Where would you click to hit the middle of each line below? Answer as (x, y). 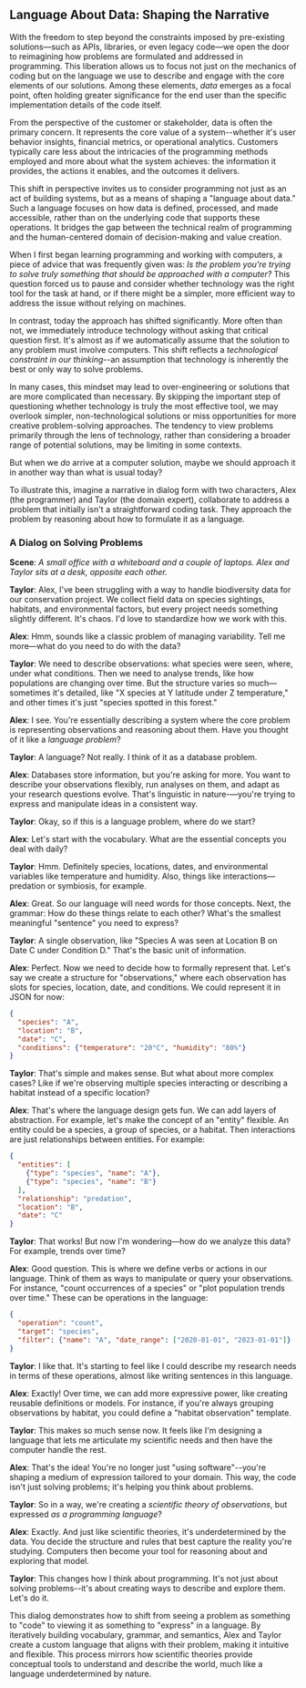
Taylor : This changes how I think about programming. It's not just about (144, 1578)
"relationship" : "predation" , (75, 1199)
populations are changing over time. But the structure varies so (127, 684)
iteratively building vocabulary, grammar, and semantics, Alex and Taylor (146, 1634)
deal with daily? (39, 849)
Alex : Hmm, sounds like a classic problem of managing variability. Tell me (148, 636)
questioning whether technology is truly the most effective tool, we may (144, 406)
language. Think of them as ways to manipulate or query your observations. (152, 1279)
